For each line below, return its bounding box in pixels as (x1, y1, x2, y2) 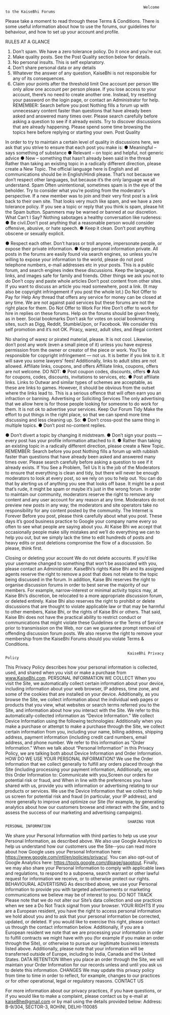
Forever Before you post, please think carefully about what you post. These (5, 513, 162, 519)
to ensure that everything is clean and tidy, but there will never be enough (5, 470, 159, 476)
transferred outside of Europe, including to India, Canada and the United (5, 951, 156, 957)
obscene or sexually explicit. (5, 230, 65, 237)
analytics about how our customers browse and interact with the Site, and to (5, 804, 164, 810)
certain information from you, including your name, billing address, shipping (5, 729, 163, 734)
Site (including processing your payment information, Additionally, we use (5, 766, 159, 772)
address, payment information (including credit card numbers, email (5, 734, 147, 740)
